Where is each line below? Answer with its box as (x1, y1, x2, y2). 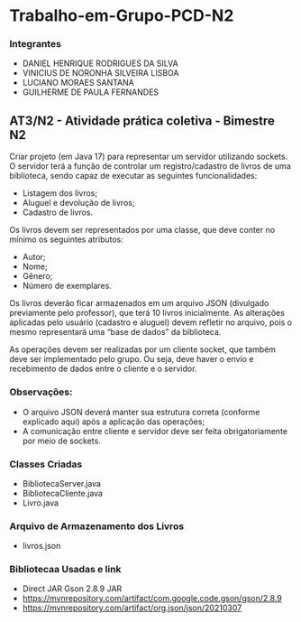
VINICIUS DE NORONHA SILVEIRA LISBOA (22, 68, 179, 79)
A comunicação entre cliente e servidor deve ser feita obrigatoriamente (22, 425, 288, 436)
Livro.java (22, 497, 59, 508)
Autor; (22, 252, 47, 263)
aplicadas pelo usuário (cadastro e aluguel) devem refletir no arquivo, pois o (9, 317, 293, 328)
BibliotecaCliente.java (22, 487, 104, 498)
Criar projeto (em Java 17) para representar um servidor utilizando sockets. (9, 151, 288, 162)
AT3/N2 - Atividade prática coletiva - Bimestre (9, 113, 275, 128)
